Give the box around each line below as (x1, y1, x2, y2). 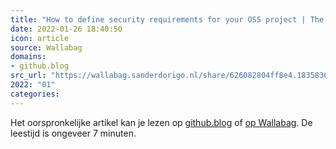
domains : (10, 52, 47, 62)
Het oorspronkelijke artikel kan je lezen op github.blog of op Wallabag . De (10, 116, 313, 128)
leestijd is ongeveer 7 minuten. (10, 127, 137, 139)
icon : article (10, 33, 70, 43)
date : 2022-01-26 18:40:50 (10, 24, 123, 34)
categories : (10, 89, 60, 99)
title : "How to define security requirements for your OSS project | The (10, 14, 325, 25)
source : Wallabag (10, 42, 83, 53)
